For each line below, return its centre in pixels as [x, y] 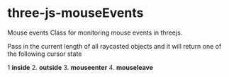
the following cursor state [45, 54]
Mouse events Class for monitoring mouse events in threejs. [95, 32]
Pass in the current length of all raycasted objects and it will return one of [114, 46]
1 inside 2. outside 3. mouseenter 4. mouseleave [80, 67]
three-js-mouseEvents [76, 13]
